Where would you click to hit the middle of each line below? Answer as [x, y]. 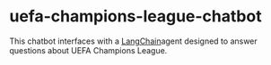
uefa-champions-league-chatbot [135, 16]
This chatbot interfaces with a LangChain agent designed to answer [133, 41]
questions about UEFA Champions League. [88, 50]
